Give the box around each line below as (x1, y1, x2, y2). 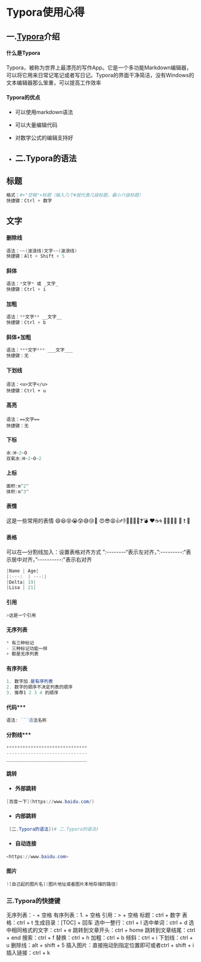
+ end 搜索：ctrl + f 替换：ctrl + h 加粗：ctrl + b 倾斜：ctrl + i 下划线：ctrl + (6, 934, 194, 941)
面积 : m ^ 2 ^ (6, 483, 29, 489)
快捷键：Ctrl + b (6, 320, 46, 326)
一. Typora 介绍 (6, 31, 60, 42)
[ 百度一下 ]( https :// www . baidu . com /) (6, 799, 94, 805)
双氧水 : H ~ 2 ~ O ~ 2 (6, 455, 42, 461)
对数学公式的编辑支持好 (14, 134, 73, 141)
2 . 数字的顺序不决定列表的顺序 (6, 684, 73, 691)
